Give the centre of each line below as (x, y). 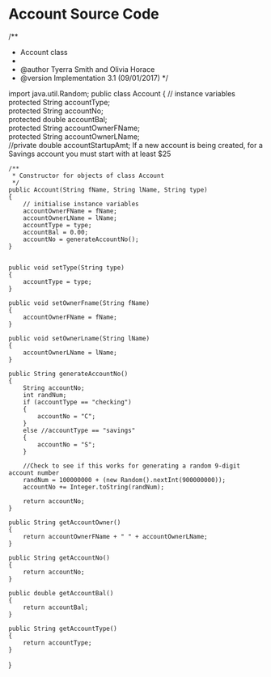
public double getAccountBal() (61, 593)
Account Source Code (84, 14)
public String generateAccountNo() (68, 374)
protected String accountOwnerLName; (74, 136)
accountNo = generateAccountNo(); (81, 239)
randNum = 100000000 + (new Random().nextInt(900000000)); (125, 480)
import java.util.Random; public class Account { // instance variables (122, 93)
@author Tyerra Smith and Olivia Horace (87, 69)
